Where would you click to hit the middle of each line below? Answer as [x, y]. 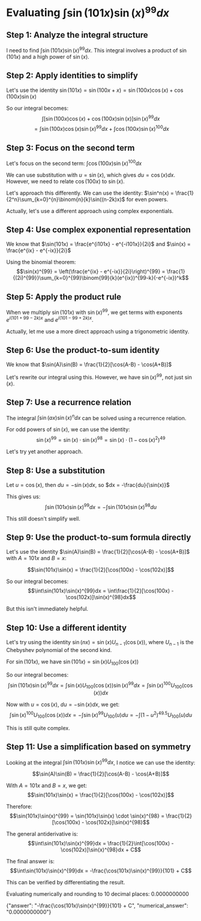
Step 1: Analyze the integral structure [77, 35]
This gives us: [23, 497]
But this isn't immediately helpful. [47, 609]
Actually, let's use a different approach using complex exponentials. [90, 211]
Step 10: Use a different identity [67, 628]
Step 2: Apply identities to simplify [72, 76]
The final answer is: [31, 862]
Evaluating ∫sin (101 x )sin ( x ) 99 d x [88, 12]
